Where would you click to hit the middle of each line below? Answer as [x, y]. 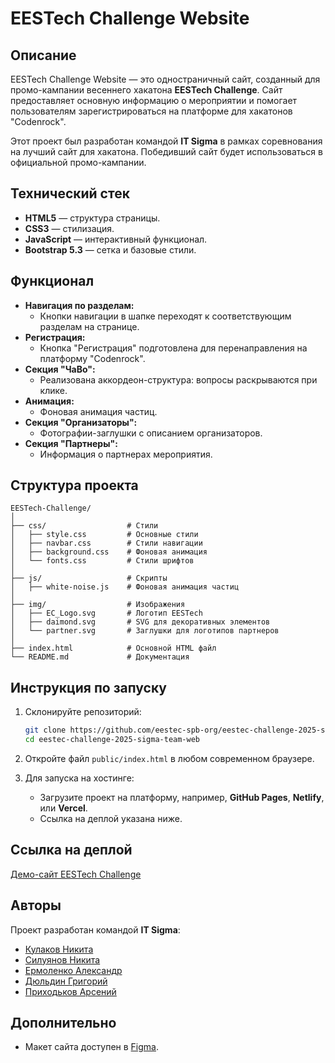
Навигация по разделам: [79, 305]
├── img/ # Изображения [98, 605]
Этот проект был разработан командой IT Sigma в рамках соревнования [166, 141]
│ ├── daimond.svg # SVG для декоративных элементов [140, 622]
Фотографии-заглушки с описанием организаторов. [151, 433]
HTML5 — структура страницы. [92, 218]
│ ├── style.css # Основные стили [104, 535]
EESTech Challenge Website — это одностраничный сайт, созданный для [165, 79]
